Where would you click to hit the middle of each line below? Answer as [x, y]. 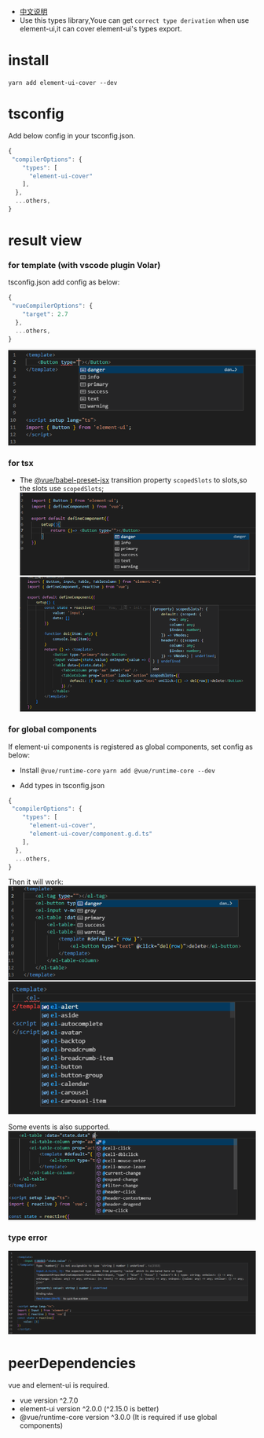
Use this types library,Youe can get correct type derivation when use [134, 20]
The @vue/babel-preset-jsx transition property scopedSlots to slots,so [133, 480]
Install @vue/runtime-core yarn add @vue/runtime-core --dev [117, 770]
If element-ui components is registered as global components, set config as [131, 747]
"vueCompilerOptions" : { [52, 306]
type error [28, 1238]
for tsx [21, 463]
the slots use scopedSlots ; [62, 489]
